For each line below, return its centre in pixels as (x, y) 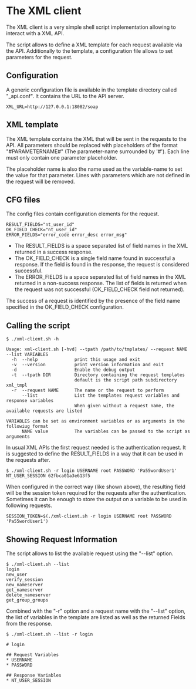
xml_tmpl (17, 386)
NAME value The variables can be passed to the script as (106, 432)
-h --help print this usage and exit (76, 360)
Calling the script (38, 325)
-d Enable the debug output (73, 370)
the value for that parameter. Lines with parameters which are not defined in (98, 175)
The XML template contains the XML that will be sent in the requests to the (96, 139)
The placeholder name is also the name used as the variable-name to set (94, 169)
